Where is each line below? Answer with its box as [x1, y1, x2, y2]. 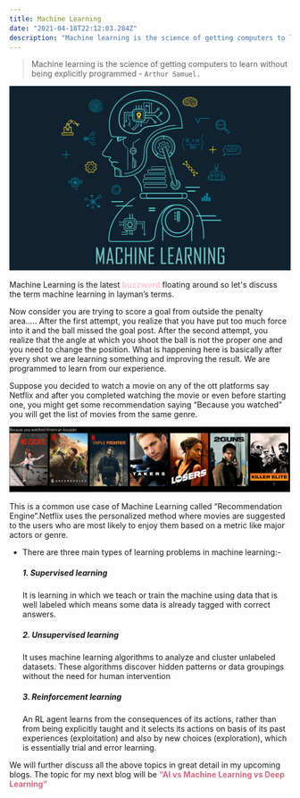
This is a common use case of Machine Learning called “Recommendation [9, 501, 283, 512]
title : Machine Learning [9, 14, 102, 23]
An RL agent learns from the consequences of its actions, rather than [21, 714, 277, 725]
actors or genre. [9, 530, 69, 541]
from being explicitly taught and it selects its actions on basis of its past [21, 724, 286, 735]
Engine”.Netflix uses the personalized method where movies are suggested [9, 510, 286, 522]
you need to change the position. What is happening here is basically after [9, 344, 283, 355]
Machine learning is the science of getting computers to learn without [30, 59, 288, 70]
